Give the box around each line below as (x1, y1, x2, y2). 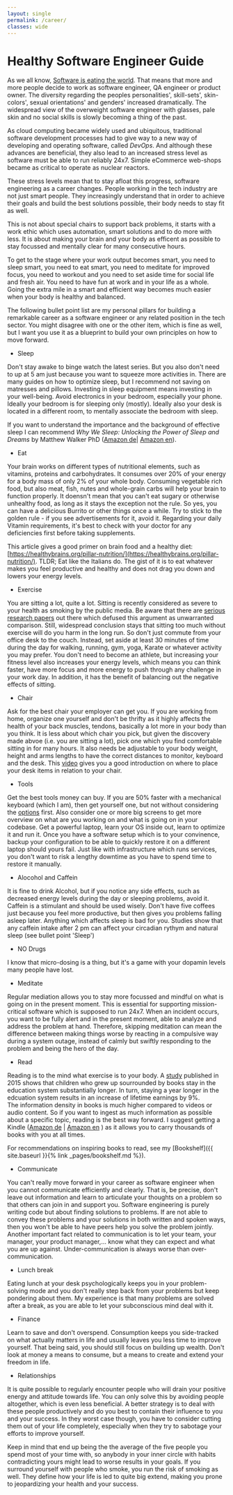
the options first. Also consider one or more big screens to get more (7, 808, 202, 816)
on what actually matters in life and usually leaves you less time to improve (7, 1336, 221, 1344)
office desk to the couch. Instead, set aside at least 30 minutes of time (7, 636, 209, 644)
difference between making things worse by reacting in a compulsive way (7, 1029, 218, 1038)
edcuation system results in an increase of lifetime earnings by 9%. (7, 1093, 200, 1102)
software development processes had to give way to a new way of (7, 134, 198, 143)
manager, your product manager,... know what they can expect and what (7, 1237, 216, 1246)
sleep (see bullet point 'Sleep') (7, 931, 95, 940)
